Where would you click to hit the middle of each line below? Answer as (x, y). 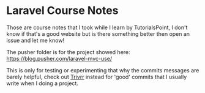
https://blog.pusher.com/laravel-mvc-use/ (59, 58)
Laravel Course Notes (62, 11)
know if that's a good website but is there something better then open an (98, 33)
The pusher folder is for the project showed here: (68, 52)
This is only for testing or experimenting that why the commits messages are (103, 70)
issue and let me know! (35, 40)
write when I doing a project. (42, 83)
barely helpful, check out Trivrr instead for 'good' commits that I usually (97, 77)
